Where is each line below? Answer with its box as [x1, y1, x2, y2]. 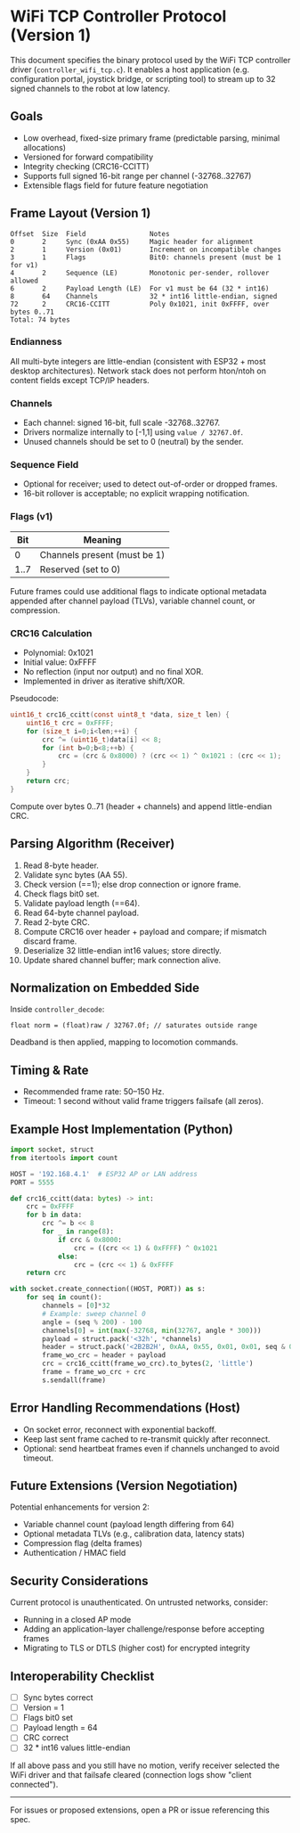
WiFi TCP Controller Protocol [10, 6, 227, 27]
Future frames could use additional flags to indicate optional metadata [10, 585, 267, 596]
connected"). [10, 1780, 59, 1790]
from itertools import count [10, 1153, 118, 1162]
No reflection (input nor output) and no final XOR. [22, 667, 204, 677]
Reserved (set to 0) [39, 563, 121, 576]
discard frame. [22, 936, 77, 946]
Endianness [10, 336, 62, 348]
